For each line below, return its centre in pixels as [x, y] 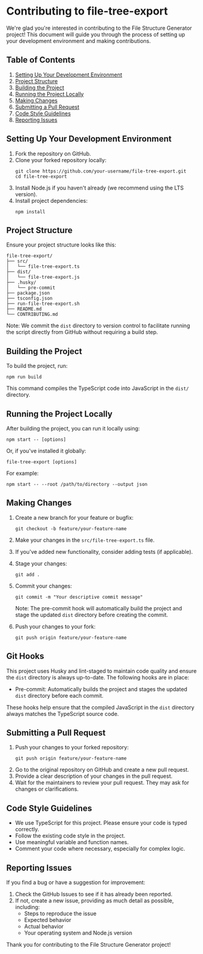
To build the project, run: [37, 366]
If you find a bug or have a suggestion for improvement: [76, 882]
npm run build [24, 377]
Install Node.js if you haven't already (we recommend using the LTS [99, 188]
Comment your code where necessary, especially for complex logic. [100, 849]
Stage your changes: [41, 564]
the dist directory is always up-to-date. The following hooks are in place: [98, 677]
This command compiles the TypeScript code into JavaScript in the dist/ [98, 388]
